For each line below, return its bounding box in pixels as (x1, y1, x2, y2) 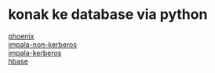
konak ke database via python (8, 5, 208, 24)
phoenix (8, 31, 35, 41)
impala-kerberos (8, 48, 62, 57)
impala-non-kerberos (8, 39, 77, 49)
